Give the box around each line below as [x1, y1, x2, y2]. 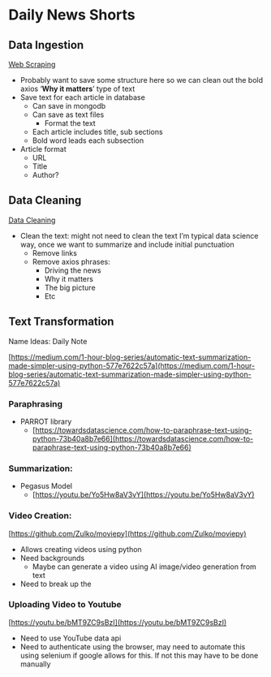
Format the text [44, 119, 96, 127]
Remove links [32, 248, 77, 257]
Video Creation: [8, 510, 72, 521]
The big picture [44, 282, 96, 292]
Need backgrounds [19, 553, 85, 563]
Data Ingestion [8, 38, 84, 52]
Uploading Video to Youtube [8, 599, 122, 610]
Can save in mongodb [32, 101, 106, 110]
